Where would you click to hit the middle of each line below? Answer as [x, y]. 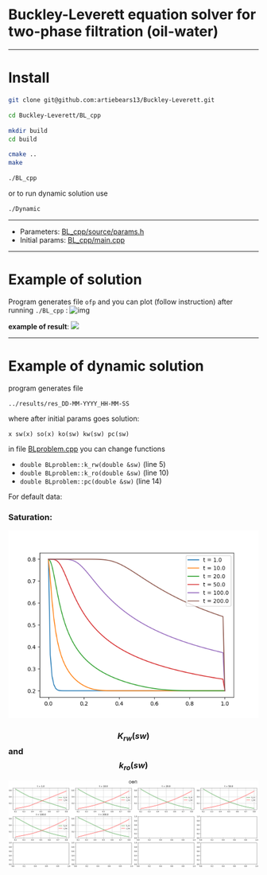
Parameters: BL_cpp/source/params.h [82, 231]
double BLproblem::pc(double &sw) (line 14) [91, 481]
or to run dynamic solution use [58, 193]
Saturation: [31, 517]
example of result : [39, 326]
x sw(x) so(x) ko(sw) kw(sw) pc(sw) [69, 434]
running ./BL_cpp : [38, 310]
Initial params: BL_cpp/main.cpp [72, 239]
